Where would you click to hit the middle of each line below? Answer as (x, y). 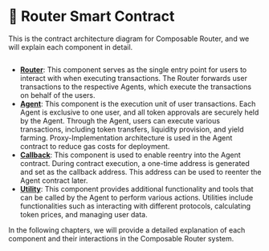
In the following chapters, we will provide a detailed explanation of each (127, 230)
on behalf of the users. (57, 95)
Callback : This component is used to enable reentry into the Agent (130, 155)
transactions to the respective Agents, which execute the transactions (135, 87)
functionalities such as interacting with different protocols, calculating (135, 206)
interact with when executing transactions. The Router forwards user (133, 78)
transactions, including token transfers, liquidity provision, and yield (132, 129)
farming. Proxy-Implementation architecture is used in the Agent (126, 138)
